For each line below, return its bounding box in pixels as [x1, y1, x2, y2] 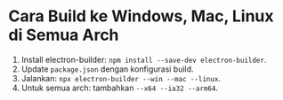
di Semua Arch [8, 25, 119, 45]
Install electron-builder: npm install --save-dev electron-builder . [20, 54, 267, 65]
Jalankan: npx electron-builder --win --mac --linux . [20, 73, 222, 83]
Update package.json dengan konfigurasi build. [20, 64, 194, 74]
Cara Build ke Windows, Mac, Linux [8, 6, 274, 27]
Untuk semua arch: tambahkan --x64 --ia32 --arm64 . [20, 82, 219, 93]
